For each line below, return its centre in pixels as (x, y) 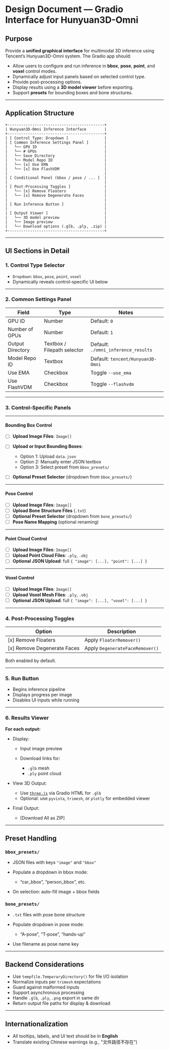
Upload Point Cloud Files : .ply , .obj (50, 555)
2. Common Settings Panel (38, 300)
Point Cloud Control (26, 539)
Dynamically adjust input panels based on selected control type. (79, 76)
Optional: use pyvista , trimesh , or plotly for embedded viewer (85, 798)
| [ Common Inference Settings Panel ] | (56, 142)
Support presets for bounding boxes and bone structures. (73, 93)
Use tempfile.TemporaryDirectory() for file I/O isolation (70, 976)
